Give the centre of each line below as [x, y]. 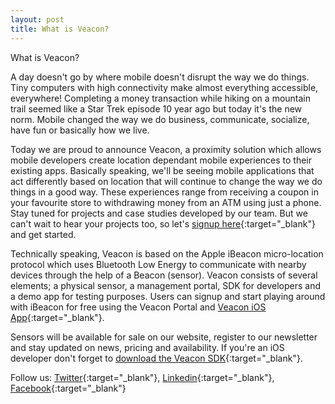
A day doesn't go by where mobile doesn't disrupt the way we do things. [160, 77]
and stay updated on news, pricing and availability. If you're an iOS [147, 347]
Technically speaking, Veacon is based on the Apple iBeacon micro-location [167, 253]
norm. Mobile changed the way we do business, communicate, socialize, [160, 119]
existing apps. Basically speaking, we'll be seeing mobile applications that [162, 170]
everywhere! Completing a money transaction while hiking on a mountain [161, 98]
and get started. [43, 234]
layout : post [37, 19]
